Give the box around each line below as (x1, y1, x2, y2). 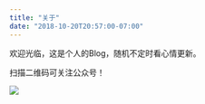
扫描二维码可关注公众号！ (9, 67, 105, 78)
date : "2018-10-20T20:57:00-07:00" (9, 22, 144, 31)
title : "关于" (9, 13, 61, 23)
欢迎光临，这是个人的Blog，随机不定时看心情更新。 (9, 47, 201, 59)
